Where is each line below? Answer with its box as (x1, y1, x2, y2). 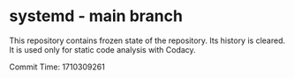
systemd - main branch (9, 6, 184, 26)
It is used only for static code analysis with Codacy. (9, 44, 196, 54)
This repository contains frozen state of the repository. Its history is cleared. (9, 35, 285, 46)
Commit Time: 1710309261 (9, 61, 106, 72)
